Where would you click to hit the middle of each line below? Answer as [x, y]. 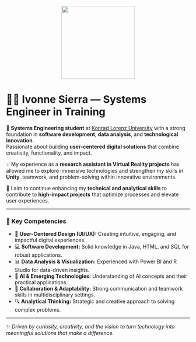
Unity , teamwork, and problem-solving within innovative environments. [91, 177]
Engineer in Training [56, 112]
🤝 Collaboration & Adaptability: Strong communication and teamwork [99, 289]
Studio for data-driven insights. [52, 270]
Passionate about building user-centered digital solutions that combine [93, 146]
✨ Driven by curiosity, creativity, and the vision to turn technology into [90, 327]
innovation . [20, 140]
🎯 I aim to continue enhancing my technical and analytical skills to [87, 188]
